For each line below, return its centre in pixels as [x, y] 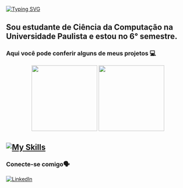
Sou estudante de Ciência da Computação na [90, 27]
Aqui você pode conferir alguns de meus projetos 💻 [81, 54]
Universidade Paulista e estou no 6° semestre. [92, 36]
